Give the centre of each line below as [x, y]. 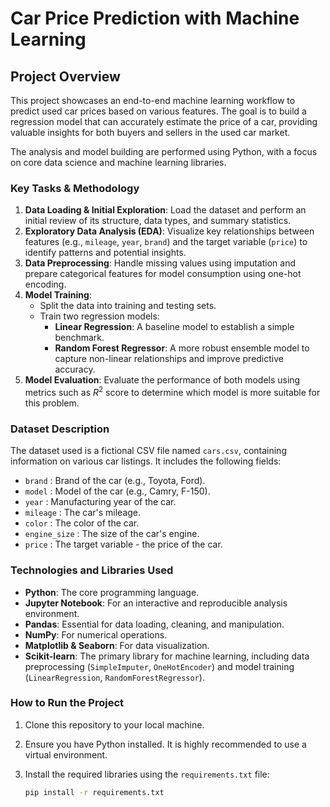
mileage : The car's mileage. [83, 513]
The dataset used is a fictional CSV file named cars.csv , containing [148, 451]
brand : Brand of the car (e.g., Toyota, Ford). [115, 481]
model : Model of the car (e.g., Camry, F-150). [117, 491]
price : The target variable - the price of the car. [123, 544]
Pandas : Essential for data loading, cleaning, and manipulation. [154, 624]
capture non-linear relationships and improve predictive [169, 359]
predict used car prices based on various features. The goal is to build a [158, 111]
